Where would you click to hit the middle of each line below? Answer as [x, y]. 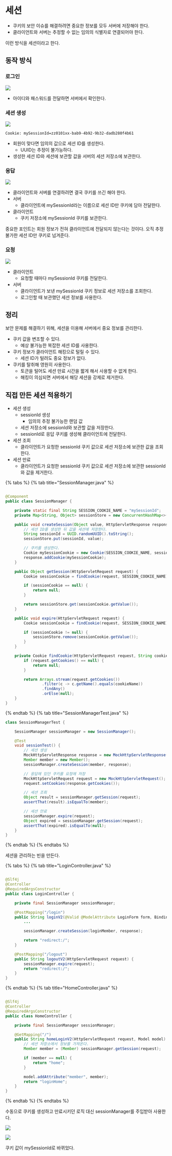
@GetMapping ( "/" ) [33, 1035]
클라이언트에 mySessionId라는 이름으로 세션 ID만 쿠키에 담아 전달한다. [91, 205]
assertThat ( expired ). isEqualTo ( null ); [65, 826]
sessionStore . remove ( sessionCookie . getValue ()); [85, 637]
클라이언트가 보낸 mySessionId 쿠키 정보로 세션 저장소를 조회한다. [86, 291]
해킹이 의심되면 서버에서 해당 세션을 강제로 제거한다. [72, 377]
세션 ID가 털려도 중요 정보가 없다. [53, 358]
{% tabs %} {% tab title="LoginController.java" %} [58, 866]
